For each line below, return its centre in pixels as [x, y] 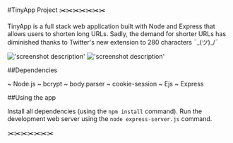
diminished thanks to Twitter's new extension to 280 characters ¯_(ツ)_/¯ [113, 42]
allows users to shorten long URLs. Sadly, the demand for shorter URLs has [117, 34]
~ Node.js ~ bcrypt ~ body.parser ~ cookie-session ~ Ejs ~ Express [106, 84]
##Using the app [32, 97]
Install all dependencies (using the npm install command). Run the [105, 111]
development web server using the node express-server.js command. [110, 119]
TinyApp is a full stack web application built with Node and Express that [111, 26]
